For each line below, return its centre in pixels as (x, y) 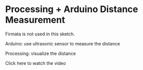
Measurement (35, 20)
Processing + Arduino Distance (72, 9)
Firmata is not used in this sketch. (40, 34)
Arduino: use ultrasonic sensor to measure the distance (63, 43)
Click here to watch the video (36, 63)
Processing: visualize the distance (41, 53)
